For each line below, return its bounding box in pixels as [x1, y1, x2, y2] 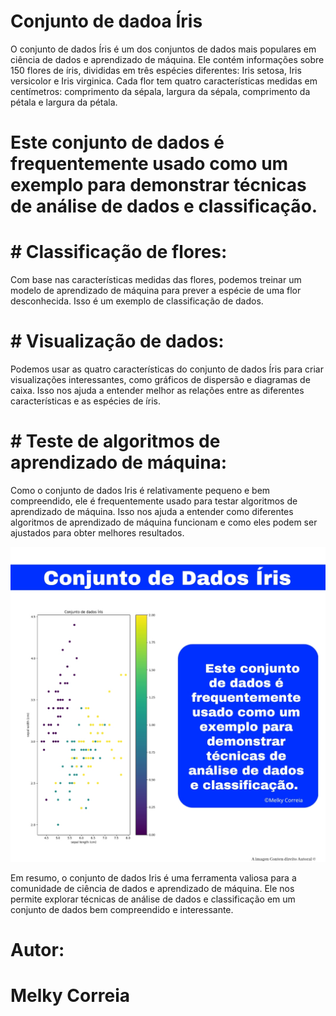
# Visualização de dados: [10, 330, 225, 353]
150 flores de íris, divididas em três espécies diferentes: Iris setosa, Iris [10, 64, 302, 76]
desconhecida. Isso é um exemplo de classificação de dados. [10, 295, 264, 307]
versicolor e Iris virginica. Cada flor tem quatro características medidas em [10, 75, 318, 87]
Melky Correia [10, 985, 131, 1007]
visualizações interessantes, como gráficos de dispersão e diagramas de [10, 374, 311, 385]
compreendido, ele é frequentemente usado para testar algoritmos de [10, 495, 298, 507]
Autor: [10, 939, 65, 962]
